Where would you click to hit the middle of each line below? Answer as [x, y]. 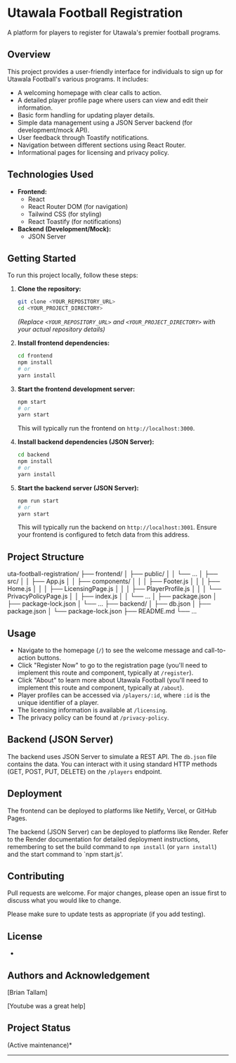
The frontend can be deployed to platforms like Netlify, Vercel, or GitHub [112, 810]
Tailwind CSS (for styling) [65, 214]
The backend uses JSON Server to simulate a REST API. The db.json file [112, 756]
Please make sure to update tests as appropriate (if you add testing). [106, 914]
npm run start [38, 501]
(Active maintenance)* [40, 1045]
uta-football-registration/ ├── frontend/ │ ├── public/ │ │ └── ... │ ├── [113, 574]
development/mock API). [53, 130]
